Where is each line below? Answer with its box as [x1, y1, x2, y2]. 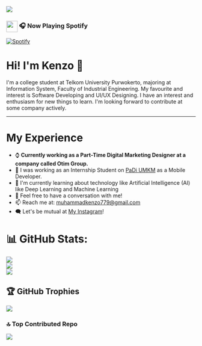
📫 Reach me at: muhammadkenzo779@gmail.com [14, 199, 141, 206]
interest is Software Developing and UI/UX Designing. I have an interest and [6, 91, 194, 99]
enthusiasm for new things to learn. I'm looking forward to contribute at [6, 98, 183, 105]
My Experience [6, 131, 83, 145]
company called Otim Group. [14, 160, 88, 167]
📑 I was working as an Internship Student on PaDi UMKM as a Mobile [14, 167, 186, 174]
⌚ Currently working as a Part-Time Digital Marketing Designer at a [14, 152, 186, 159]
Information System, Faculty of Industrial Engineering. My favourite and [6, 85, 183, 93]
